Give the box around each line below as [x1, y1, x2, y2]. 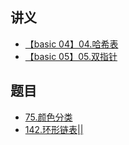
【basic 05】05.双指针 [24, 50, 118, 62]
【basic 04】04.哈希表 [24, 38, 119, 50]
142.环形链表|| [24, 123, 84, 135]
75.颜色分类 [24, 111, 73, 123]
